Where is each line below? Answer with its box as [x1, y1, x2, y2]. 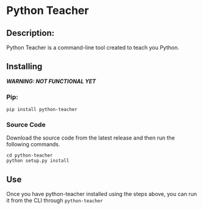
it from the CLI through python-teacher [6, 197, 104, 204]
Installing [6, 61, 43, 72]
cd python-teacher [6, 152, 53, 158]
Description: [6, 28, 55, 38]
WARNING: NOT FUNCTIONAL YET [6, 77, 96, 85]
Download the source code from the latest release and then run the [6, 134, 175, 141]
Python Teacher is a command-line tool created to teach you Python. [6, 44, 180, 51]
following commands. [6, 141, 60, 148]
